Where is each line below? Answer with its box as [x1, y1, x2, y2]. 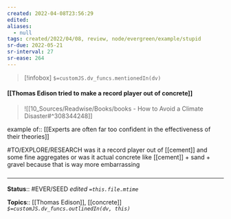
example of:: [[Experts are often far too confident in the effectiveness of [7, 125, 211, 133]
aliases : [7, 23, 32, 30]
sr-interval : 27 [7, 49, 54, 56]
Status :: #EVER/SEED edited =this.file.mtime [7, 185, 139, 193]
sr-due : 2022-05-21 [7, 42, 63, 49]
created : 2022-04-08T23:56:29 [7, 10, 94, 17]
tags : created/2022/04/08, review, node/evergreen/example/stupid [7, 36, 201, 43]
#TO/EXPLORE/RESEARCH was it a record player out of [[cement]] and [7, 146, 208, 154]
